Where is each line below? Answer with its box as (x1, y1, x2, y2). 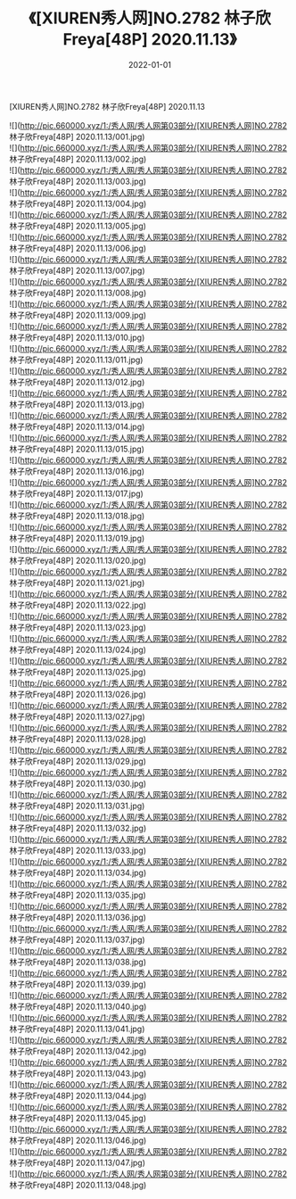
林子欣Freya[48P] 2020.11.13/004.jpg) (9, 198, 147, 209)
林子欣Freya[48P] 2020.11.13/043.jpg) (9, 1068, 147, 1079)
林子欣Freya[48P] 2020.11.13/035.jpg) (9, 889, 147, 900)
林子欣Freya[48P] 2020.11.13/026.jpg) (9, 689, 147, 699)
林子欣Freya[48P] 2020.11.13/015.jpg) (9, 443, 145, 454)
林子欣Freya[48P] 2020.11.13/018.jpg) (9, 510, 145, 521)
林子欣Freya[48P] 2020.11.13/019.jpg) (9, 533, 145, 543)
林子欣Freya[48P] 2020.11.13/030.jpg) (9, 778, 147, 789)
